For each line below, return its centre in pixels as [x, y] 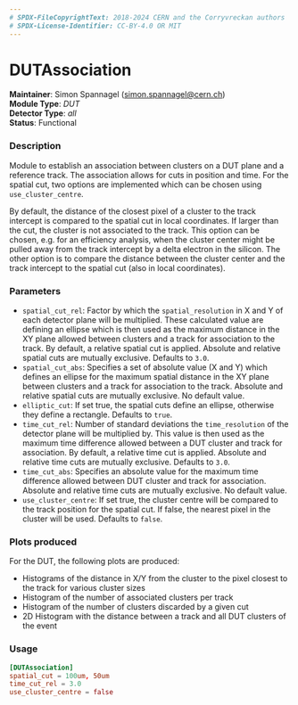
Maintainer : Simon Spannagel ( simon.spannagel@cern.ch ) [117, 94]
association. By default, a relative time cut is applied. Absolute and [144, 453]
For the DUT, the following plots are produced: [95, 562]
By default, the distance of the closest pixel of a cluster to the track [132, 211]
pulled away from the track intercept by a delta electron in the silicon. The [145, 249]
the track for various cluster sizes [83, 588]
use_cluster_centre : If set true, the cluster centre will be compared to [150, 500]
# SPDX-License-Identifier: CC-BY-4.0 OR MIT [95, 26]
